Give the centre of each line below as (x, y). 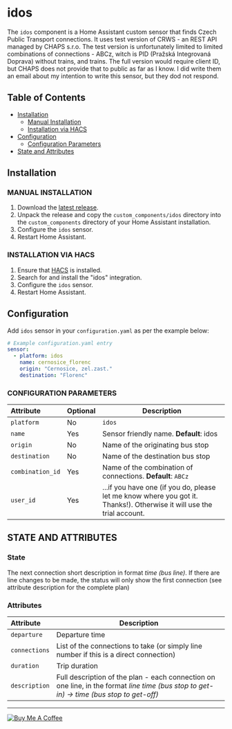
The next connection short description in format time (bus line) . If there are (114, 573)
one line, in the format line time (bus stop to (127, 686)
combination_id (36, 472)
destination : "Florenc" (54, 375)
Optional (81, 411)
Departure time (81, 635)
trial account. (124, 513)
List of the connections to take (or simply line (129, 646)
